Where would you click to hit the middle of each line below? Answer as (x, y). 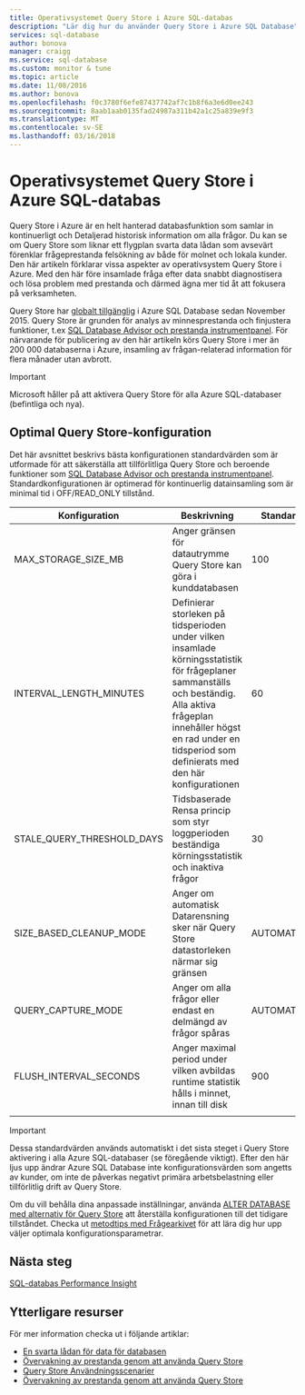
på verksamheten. (43, 293)
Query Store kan (207, 564)
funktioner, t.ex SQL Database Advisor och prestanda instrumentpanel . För (149, 330)
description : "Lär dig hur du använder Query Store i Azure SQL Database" (154, 26)
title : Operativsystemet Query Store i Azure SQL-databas (121, 18)
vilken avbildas (204, 1071)
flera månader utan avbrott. (60, 359)
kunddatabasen (205, 587)
